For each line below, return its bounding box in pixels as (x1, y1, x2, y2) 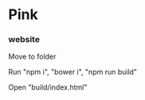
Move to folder (8, 52, 57, 61)
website (8, 34, 40, 45)
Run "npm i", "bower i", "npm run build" (8, 67, 138, 77)
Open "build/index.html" (8, 83, 88, 92)
